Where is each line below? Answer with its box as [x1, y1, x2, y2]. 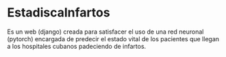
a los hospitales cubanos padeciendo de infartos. [7, 42, 147, 50]
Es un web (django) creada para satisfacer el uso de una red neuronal [7, 27, 204, 36]
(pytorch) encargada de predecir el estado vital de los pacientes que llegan [7, 34, 220, 43]
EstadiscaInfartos [7, 5, 111, 21]
